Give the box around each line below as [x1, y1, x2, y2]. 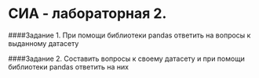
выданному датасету [8, 38, 79, 48]
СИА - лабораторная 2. [8, 5, 167, 23]
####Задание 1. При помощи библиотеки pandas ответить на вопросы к [8, 30, 251, 40]
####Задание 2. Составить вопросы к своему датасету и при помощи [8, 54, 245, 63]
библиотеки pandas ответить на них [8, 62, 129, 71]
